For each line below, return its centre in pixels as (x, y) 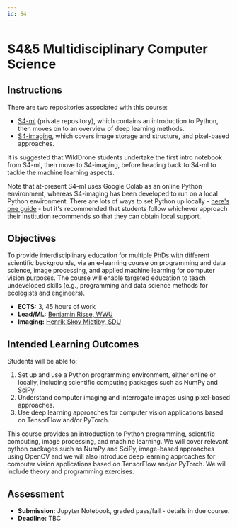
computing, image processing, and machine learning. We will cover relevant (118, 442)
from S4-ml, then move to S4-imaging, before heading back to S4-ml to (112, 164)
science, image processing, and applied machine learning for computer (111, 271)
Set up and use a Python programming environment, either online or (117, 375)
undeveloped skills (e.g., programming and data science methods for (108, 286)
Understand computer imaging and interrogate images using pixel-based (124, 398)
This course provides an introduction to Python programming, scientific (111, 434)
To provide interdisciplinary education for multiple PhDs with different (109, 255)
